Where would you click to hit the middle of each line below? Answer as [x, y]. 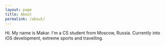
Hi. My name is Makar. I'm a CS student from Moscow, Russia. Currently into [83, 33]
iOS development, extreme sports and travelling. [54, 38]
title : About [19, 14]
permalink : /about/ [25, 19]
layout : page [19, 10]
